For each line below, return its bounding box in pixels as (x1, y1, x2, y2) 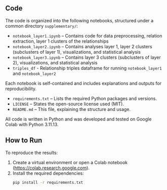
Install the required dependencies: (12, 170, 85, 176)
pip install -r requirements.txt (12, 180, 83, 185)
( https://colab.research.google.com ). (12, 165, 90, 171)
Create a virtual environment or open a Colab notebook (12, 159, 128, 165)
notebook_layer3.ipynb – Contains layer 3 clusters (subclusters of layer (12, 54, 161, 60)
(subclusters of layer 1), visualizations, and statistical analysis (12, 49, 141, 55)
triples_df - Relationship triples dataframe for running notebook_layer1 (12, 65, 162, 71)
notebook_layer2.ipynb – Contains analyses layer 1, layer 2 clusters (12, 43, 153, 50)
